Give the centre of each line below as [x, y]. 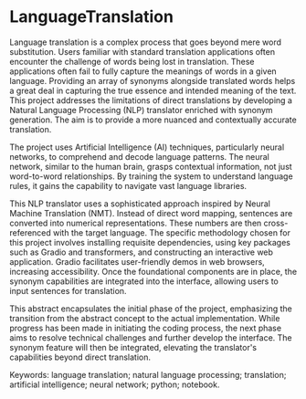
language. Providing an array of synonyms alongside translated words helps [153, 80]
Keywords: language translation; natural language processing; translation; [148, 374]
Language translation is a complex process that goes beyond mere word [145, 42]
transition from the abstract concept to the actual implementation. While [145, 318]
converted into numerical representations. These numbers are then [136, 223]
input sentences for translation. [68, 290]
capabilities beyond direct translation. [80, 357]
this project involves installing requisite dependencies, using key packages [150, 242]
